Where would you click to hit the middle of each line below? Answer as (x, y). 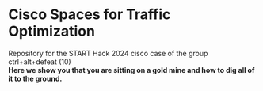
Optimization (51, 31)
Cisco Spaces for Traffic (90, 15)
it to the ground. (35, 78)
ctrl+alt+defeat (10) (40, 62)
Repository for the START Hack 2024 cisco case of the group (108, 53)
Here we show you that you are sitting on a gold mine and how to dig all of (131, 70)
